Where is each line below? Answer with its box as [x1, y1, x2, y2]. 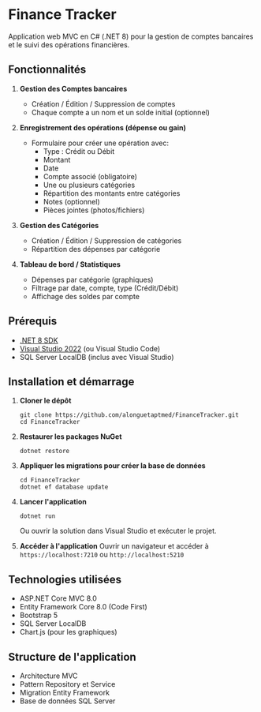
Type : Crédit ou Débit [43, 146, 115, 156]
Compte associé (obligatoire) [43, 171, 138, 181]
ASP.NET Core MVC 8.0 [19, 594, 97, 603]
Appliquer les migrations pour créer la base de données [19, 461, 207, 470]
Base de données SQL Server [19, 696, 116, 706]
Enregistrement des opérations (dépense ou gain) [19, 122, 187, 132]
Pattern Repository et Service [19, 680, 116, 688]
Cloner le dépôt [19, 396, 72, 406]
